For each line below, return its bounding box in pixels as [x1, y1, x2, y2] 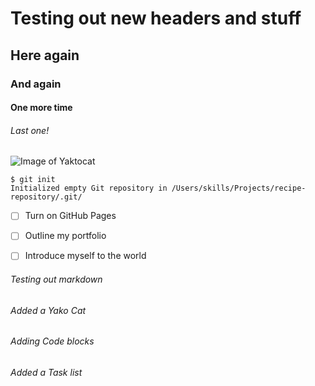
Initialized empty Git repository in [10, 183, 168, 194]
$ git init [10, 175, 56, 185]
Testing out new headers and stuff [10, 7, 302, 30]
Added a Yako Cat [10, 304, 87, 316]
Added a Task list [10, 366, 83, 378]
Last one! [10, 124, 50, 136]
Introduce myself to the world [24, 250, 147, 262]
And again [10, 77, 62, 91]
